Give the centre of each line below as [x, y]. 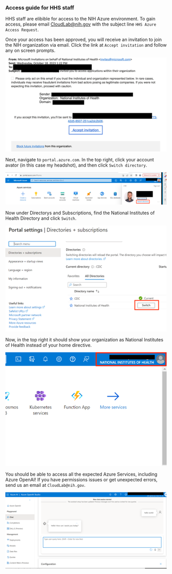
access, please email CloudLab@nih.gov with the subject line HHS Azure [81, 24]
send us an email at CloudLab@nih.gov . [45, 485]
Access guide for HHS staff [40, 8]
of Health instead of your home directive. [49, 345]
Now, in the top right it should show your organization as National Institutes [84, 339]
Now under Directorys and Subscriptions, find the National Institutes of [80, 213]
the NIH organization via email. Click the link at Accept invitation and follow [86, 45]
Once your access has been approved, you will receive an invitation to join [84, 39]
